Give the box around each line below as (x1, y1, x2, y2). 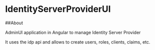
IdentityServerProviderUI (5, 3, 111, 15)
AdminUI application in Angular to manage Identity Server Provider (5, 29, 141, 35)
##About (5, 20, 23, 26)
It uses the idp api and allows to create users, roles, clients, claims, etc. (5, 39, 151, 45)
